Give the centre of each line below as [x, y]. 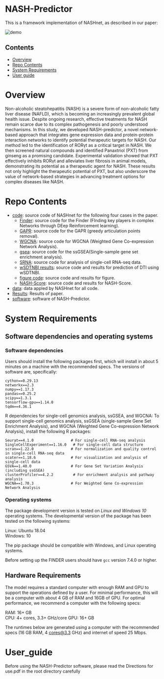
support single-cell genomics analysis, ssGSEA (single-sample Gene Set [78, 421]
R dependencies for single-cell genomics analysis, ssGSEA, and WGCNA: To [82, 416]
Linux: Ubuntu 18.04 [25, 530]
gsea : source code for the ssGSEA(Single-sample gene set [79, 252]
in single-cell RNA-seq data [35, 453]
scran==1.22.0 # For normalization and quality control [81, 449]
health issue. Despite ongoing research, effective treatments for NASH [76, 119]
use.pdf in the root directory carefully [43, 671]
